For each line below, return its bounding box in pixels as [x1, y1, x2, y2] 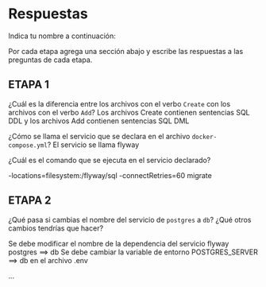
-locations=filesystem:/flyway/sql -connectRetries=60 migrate [8, 170, 212, 180]
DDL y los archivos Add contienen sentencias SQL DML [8, 116, 190, 126]
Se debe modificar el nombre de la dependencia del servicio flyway [8, 239, 229, 248]
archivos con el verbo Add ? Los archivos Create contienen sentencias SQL [8, 107, 250, 117]
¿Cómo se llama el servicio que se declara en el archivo [8, 131, 191, 141]
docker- [191, 133, 218, 141]
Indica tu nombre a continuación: [8, 31, 117, 41]
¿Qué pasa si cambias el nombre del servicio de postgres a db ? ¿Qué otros [8, 215, 252, 224]
